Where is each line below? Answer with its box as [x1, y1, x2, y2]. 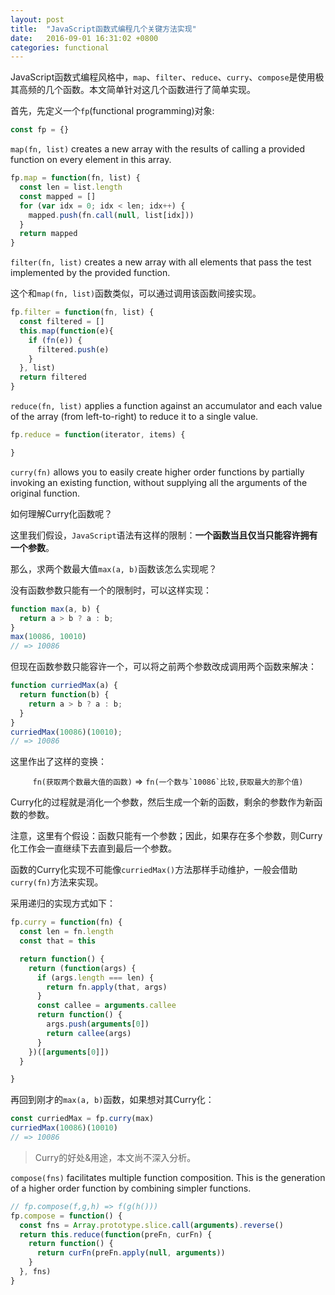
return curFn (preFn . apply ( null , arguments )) [36, 1248, 226, 1258]
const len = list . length [19, 182, 123, 192]
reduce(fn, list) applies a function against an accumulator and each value [10, 400, 323, 411]
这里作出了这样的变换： [10, 756, 107, 768]
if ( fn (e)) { [28, 335, 83, 345]
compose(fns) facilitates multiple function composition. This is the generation [10, 1171, 326, 1183]
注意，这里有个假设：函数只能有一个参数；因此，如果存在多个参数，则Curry [10, 830, 323, 842]
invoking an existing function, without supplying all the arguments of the [10, 476, 308, 488]
